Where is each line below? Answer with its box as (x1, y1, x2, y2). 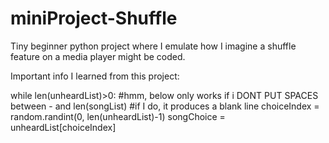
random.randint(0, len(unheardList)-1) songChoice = (10, 110, 226, 122)
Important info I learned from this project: (10, 70, 180, 82)
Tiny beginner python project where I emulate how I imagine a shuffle (10, 40, 297, 52)
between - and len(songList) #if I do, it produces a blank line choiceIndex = (10, 100, 320, 112)
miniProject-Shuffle (10, 7, 178, 30)
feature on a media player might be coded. (10, 50, 186, 62)
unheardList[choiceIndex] (10, 121, 117, 133)
